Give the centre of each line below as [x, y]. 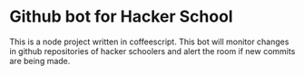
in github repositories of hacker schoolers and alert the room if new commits [152, 51]
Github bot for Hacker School [121, 17]
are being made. [40, 61]
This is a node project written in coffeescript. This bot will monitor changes [149, 42]
